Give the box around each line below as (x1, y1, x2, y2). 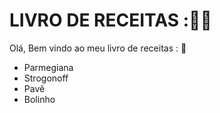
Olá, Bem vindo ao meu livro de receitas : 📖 (9, 42, 187, 54)
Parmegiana (23, 61, 74, 73)
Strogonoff (23, 72, 69, 84)
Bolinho (23, 93, 56, 105)
